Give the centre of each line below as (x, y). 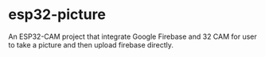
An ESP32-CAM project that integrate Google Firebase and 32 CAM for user (132, 36)
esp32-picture (57, 15)
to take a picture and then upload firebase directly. (91, 44)
